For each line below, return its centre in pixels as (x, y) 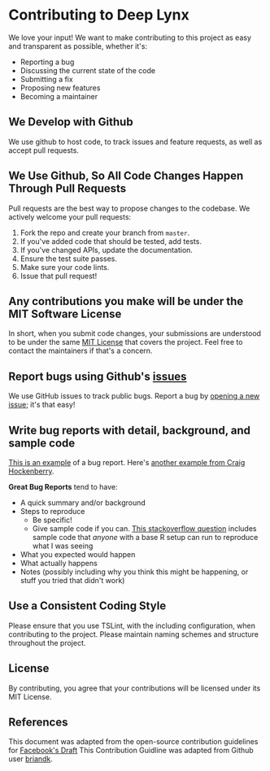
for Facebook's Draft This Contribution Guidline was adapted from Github (131, 751)
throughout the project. (47, 642)
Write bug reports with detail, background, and (129, 430)
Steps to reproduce (52, 511)
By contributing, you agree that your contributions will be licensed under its (135, 688)
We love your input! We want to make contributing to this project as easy (130, 37)
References (38, 723)
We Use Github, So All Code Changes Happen (126, 176)
